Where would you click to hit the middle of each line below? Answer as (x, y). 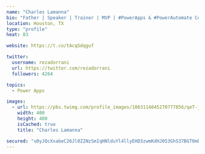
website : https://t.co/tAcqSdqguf (50, 46)
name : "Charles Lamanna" (38, 12)
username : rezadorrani (41, 62)
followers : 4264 (32, 74)
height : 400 (32, 119)
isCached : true (37, 124)
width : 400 (31, 113)
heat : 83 (17, 35)
